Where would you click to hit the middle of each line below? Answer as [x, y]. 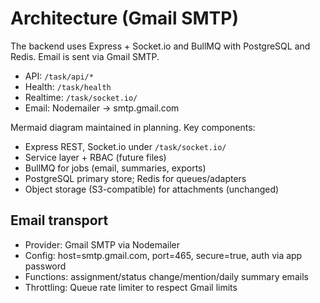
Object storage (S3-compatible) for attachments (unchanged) [152, 189]
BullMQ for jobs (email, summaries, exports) [115, 168]
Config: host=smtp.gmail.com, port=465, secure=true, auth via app [163, 255]
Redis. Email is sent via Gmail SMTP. [85, 56]
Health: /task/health [68, 86]
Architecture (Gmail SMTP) [124, 18]
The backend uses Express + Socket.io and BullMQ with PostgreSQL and [160, 46]
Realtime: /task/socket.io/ [81, 97]
